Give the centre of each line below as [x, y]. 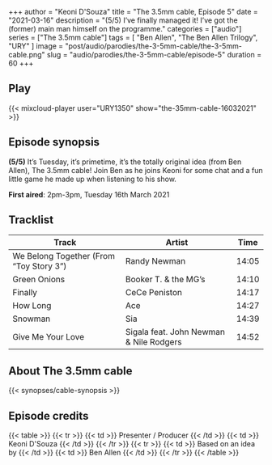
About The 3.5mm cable [70, 371]
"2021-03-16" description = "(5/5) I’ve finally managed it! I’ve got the [123, 20]
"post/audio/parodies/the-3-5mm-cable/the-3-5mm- [154, 46]
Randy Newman [155, 261]
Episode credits [49, 416]
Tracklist [31, 220]
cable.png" [27, 55]
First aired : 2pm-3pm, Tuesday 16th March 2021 [89, 194]
